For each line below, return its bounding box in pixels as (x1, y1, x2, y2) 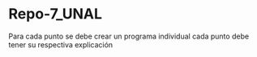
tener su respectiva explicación (8, 39, 114, 49)
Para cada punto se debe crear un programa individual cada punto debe (8, 31, 250, 41)
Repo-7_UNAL (8, 5, 103, 23)
